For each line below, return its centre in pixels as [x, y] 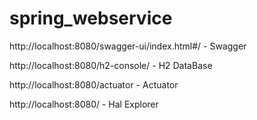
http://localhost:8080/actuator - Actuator [94, 84]
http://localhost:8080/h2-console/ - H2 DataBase [111, 65]
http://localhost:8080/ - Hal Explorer [84, 104]
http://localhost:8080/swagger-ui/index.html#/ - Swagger [128, 46]
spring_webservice [91, 18]
